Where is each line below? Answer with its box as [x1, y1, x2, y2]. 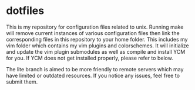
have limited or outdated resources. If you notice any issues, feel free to [6, 72, 180, 79]
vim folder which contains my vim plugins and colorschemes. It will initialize [6, 42, 189, 49]
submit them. [6, 78, 38, 85]
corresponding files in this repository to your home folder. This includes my [6, 36, 188, 43]
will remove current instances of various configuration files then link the [6, 29, 180, 36]
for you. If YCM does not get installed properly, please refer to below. [6, 54, 173, 61]
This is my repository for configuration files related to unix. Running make [6, 23, 184, 30]
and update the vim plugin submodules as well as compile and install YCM [6, 48, 186, 55]
